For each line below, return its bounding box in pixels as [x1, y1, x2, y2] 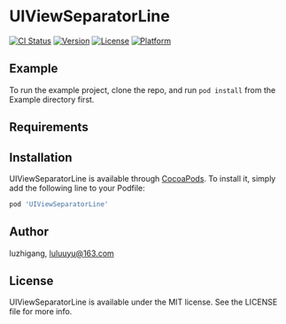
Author [9, 224, 49, 240]
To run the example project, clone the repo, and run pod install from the [9, 84, 276, 95]
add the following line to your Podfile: [9, 182, 146, 193]
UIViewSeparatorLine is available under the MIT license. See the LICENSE [9, 297, 278, 307]
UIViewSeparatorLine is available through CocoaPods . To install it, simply [9, 173, 276, 183]
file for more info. [9, 306, 73, 317]
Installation [9, 150, 73, 165]
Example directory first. [9, 94, 95, 104]
